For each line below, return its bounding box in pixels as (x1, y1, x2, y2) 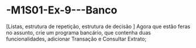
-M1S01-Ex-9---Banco (6, 4, 117, 17)
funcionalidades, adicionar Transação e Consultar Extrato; (6, 35, 147, 42)
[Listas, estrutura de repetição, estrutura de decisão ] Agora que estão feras (6, 23, 191, 30)
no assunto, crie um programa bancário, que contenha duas (6, 29, 151, 36)
